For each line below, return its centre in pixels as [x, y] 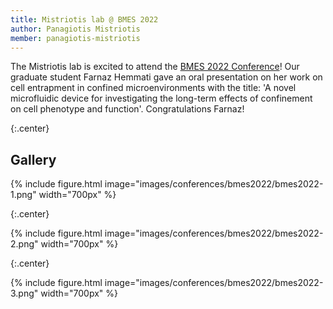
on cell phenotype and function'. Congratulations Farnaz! [127, 109]
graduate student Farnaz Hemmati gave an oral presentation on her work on [166, 77]
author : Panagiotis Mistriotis [75, 29]
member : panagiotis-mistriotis [75, 38]
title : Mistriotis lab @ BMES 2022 [84, 19]
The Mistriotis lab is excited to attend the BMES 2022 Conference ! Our [155, 67]
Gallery [33, 159]
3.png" [24, 293]
